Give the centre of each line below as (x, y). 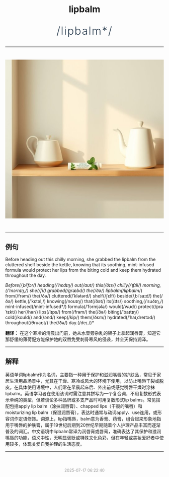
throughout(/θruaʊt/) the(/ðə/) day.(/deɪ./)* (50, 323)
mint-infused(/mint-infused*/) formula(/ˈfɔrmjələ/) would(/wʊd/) (71, 307)
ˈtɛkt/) (11, 312)
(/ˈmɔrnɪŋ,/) (17, 290)
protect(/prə (151, 307)
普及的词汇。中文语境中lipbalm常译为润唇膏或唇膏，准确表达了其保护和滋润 (83, 431)
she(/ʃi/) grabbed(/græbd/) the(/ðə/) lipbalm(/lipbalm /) (86, 290)
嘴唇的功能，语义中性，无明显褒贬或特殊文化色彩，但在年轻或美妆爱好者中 (82, 438)
